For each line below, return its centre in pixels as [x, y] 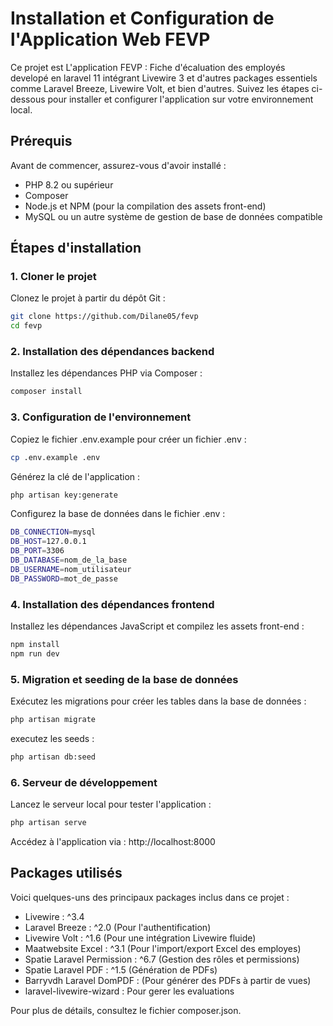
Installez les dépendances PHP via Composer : [106, 373]
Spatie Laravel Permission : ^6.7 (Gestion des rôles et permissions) [162, 959]
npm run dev [35, 653]
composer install [46, 392]
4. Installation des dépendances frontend [112, 604]
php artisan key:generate [64, 495]
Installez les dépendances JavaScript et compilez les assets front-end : [157, 626]
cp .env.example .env [55, 457]
